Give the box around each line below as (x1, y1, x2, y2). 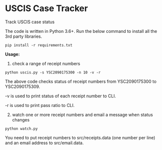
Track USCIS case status (5, 19, 55, 25)
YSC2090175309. (5, 83, 40, 90)
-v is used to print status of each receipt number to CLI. (5, 93, 116, 99)
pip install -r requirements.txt (5, 43, 73, 47)
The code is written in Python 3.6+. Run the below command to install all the (5, 28, 158, 34)
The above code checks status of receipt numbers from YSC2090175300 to (5, 78, 157, 84)
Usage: (5, 51, 20, 57)
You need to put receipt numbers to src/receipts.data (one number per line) (5, 135, 156, 140)
